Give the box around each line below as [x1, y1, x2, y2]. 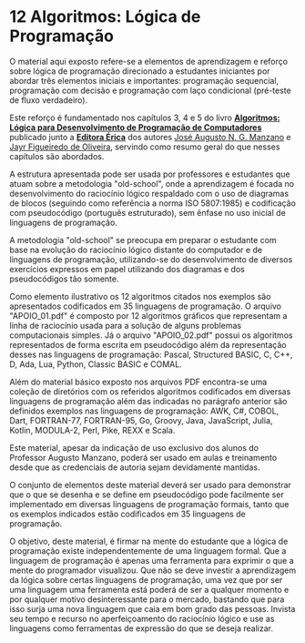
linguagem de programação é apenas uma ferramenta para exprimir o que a [9, 555, 294, 566]
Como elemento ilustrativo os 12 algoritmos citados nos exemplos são [9, 291, 271, 301]
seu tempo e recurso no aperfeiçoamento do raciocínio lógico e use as [9, 613, 275, 624]
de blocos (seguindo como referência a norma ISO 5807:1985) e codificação [9, 198, 296, 209]
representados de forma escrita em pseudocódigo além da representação [9, 339, 287, 350]
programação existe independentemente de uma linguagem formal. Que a [9, 545, 287, 556]
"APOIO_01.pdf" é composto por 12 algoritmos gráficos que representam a [9, 310, 288, 321]
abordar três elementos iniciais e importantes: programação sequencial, [9, 75, 280, 86]
